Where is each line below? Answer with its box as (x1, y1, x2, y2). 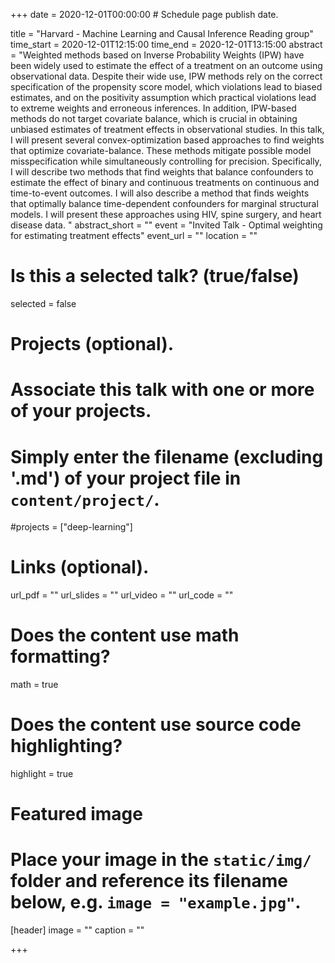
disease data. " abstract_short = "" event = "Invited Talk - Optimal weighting (10, 219, 323, 231)
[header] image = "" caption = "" (10, 924, 145, 936)
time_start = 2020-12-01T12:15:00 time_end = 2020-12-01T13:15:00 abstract (10, 39, 323, 50)
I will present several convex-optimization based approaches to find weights (10, 134, 325, 146)
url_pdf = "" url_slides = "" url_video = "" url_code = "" (10, 589, 234, 601)
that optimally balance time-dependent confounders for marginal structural (10, 198, 319, 209)
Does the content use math (10, 624, 240, 647)
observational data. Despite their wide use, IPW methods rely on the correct (10, 70, 323, 82)
